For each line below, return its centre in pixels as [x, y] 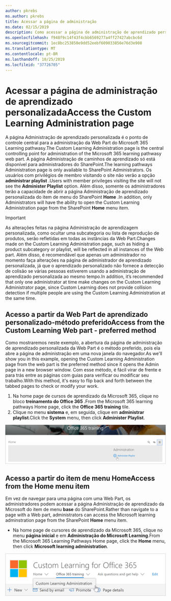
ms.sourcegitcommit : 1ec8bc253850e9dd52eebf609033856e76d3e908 [74, 43]
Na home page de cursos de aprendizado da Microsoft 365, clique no [85, 396]
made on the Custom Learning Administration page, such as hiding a [77, 244]
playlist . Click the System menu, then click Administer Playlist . [79, 418]
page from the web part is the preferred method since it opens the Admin [82, 364]
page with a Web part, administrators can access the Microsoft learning [80, 515]
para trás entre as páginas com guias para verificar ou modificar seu [77, 375]
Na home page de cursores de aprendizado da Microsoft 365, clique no [88, 530]
